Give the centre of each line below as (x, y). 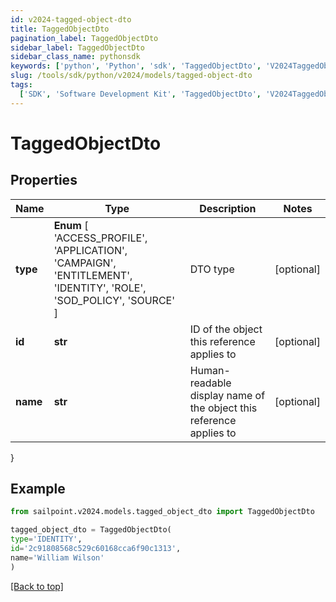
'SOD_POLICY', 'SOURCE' (114, 300)
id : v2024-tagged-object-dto (71, 19)
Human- (210, 370)
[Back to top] (37, 586)
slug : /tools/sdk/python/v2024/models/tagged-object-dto (131, 76)
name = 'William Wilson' (57, 557)
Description (228, 208)
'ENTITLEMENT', (93, 275)
